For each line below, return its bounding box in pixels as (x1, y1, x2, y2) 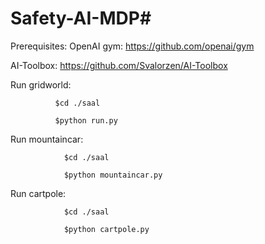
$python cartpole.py (63, 224, 150, 234)
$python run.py (54, 115, 118, 126)
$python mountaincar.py (63, 170, 163, 180)
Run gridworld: (10, 78, 72, 91)
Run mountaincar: (10, 133, 84, 145)
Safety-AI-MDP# (10, 7, 152, 30)
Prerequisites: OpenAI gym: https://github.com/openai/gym (10, 40, 255, 52)
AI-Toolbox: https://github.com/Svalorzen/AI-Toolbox (10, 59, 228, 71)
